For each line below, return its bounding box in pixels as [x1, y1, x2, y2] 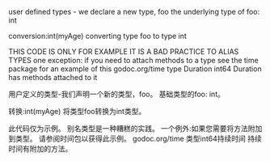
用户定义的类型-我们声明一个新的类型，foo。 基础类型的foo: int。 [8, 89, 225, 99]
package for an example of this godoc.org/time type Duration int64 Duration [8, 64, 262, 74]
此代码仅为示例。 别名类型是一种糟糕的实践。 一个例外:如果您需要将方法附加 [8, 124, 263, 133]
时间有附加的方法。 [8, 144, 73, 153]
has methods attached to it [8, 73, 98, 82]
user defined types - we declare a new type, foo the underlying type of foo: [8, 7, 260, 16]
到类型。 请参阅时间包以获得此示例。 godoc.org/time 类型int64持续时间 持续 [8, 133, 263, 143]
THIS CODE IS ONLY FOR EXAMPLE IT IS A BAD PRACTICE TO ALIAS [8, 47, 239, 56]
